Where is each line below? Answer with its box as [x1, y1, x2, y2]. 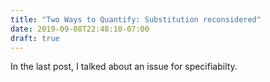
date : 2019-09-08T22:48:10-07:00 [10, 24, 150, 34]
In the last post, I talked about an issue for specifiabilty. [10, 61, 238, 73]
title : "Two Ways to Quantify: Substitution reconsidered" [10, 14, 262, 25]
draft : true [10, 33, 60, 43]
